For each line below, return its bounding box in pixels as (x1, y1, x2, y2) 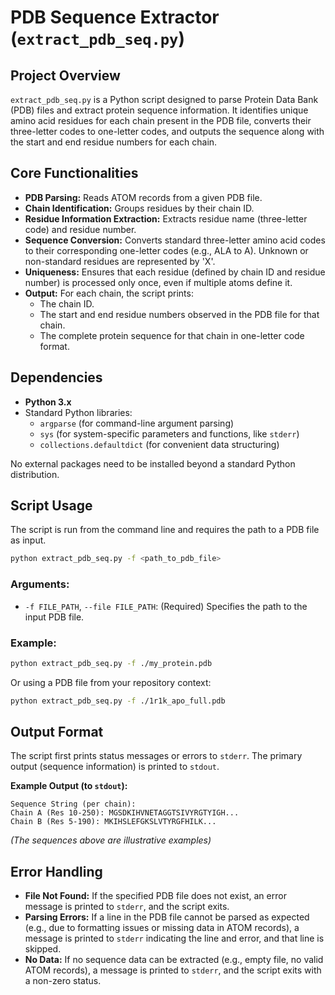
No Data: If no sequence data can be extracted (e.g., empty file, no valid (24, 954, 324, 966)
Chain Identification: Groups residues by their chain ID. (24, 202, 255, 214)
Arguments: (10, 577, 70, 591)
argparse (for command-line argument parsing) (39, 417, 235, 429)
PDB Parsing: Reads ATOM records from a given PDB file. (24, 191, 263, 203)
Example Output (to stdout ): (10, 780, 128, 792)
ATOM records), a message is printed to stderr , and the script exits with (24, 964, 322, 976)
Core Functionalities (10, 165, 139, 182)
